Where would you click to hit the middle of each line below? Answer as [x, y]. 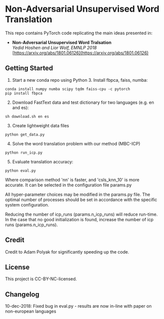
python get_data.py [25, 135]
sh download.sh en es [27, 116]
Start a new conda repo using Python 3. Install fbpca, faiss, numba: [80, 80]
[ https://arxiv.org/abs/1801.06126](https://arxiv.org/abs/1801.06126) [80, 53]
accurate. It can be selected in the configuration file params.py [69, 185]
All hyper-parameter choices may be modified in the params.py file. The [78, 194]
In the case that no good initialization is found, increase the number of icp [79, 219]
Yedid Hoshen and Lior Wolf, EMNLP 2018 [54, 47]
